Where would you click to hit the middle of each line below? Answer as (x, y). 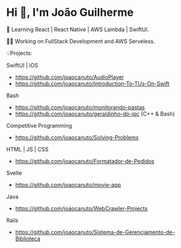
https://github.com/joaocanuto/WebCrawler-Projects (81, 208)
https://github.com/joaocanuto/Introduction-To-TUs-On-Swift (92, 83)
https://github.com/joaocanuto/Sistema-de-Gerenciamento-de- (95, 232)
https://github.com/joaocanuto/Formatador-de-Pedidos (85, 161)
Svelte (14, 173)
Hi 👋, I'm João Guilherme (70, 13)
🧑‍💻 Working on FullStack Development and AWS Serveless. (81, 41)
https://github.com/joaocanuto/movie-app (68, 184)
